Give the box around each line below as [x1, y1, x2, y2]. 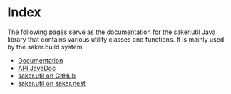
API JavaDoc [17, 64, 56, 72]
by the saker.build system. [7, 42, 84, 51]
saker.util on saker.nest [17, 78, 86, 87]
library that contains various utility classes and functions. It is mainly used [7, 35, 225, 43]
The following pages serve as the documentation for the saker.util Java [7, 28, 216, 36]
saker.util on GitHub [17, 71, 76, 80]
